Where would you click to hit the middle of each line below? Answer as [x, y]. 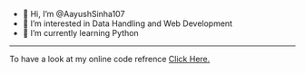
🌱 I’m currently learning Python [80, 33]
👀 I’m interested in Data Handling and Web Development [128, 23]
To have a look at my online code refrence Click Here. [110, 59]
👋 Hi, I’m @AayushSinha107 [74, 14]
